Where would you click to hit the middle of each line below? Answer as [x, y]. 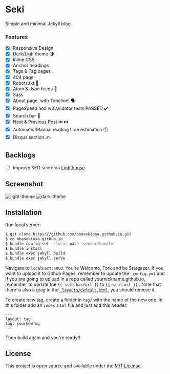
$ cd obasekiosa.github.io [34, 239]
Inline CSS [24, 60]
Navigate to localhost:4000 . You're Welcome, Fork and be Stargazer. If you [84, 268]
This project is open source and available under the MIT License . [74, 366]
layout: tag [18, 319]
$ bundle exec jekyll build [35, 253]
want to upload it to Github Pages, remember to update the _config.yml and [85, 273]
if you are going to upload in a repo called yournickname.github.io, [75, 279]
